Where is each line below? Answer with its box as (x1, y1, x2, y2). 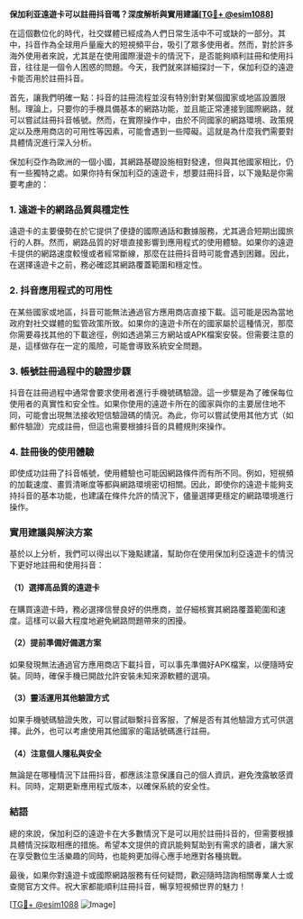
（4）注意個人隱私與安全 (9, 748, 102, 759)
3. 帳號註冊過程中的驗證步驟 (9, 365, 132, 378)
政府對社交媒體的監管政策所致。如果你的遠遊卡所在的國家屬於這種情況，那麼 (9, 317, 294, 328)
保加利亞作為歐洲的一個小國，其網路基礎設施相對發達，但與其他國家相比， (9, 157, 286, 167)
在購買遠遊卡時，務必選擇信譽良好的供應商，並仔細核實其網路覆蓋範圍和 (9, 604, 278, 614)
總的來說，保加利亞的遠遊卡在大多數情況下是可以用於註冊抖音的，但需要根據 (9, 828, 294, 839)
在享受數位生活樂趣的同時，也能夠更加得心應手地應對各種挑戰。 (9, 851, 246, 861)
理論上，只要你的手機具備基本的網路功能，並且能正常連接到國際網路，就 (24, 104, 294, 114)
